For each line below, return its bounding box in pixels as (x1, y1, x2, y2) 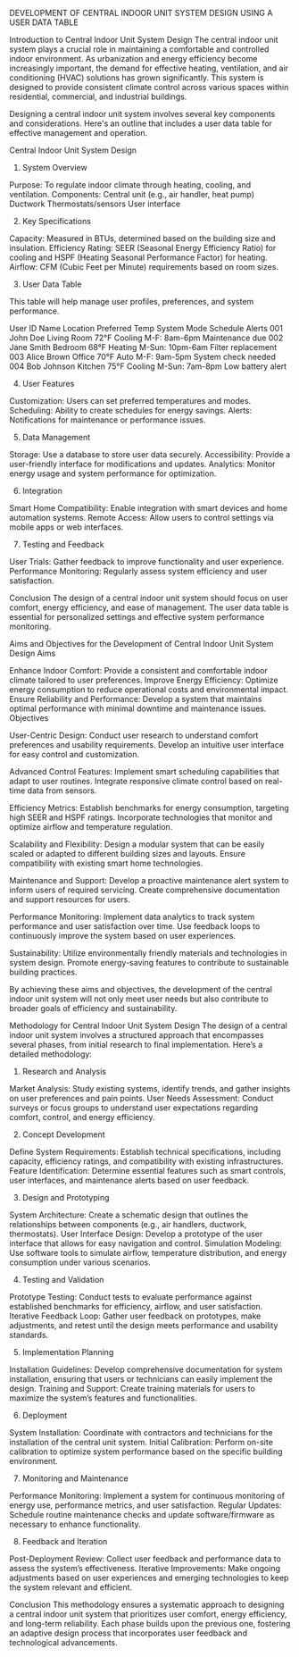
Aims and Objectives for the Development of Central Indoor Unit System (9, 639, 274, 649)
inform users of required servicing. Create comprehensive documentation (9, 884, 280, 895)
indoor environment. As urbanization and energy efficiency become (9, 54, 258, 63)
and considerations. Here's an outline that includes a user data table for (9, 118, 272, 129)
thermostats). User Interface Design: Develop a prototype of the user (9, 1228, 263, 1239)
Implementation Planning (21, 1347, 114, 1357)
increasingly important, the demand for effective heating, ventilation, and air (9, 63, 288, 73)
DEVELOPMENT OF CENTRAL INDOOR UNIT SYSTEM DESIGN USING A (9, 8, 273, 18)
